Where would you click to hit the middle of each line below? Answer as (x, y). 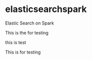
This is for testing (23, 52)
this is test (16, 42)
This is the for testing (27, 32)
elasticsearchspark (46, 9)
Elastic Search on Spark (30, 23)
